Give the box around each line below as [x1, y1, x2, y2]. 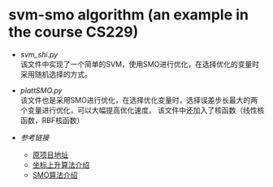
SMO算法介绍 [32, 170, 78, 180]
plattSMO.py [19, 85, 63, 95]
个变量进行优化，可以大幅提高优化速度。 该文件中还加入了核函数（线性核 [19, 105, 265, 115]
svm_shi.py [19, 49, 58, 59]
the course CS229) [8, 23, 139, 41]
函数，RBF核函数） [19, 115, 84, 125]
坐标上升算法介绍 [32, 159, 90, 169]
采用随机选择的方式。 [19, 69, 92, 79]
